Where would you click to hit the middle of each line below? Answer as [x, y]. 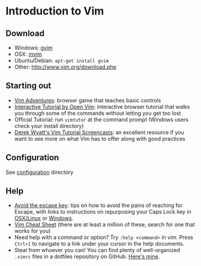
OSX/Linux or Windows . [44, 218]
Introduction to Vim [55, 11]
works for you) [32, 231]
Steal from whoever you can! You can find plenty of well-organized [97, 250]
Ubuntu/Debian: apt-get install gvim [61, 60]
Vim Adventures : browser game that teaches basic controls [88, 100]
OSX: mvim [28, 54]
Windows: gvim [33, 48]
